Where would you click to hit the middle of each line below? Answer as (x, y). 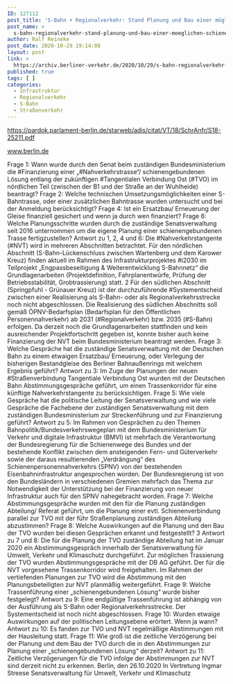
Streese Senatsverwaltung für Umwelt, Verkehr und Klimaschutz (99, 673)
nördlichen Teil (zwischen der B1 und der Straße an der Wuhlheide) (103, 186)
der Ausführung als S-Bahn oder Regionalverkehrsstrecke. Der (97, 606)
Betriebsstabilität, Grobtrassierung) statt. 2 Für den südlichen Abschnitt (109, 282)
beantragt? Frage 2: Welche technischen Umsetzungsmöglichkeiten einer (112, 194)
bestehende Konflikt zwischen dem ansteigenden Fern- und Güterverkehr (113, 452)
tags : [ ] (21, 78)
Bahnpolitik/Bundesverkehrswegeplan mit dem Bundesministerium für (107, 429)
